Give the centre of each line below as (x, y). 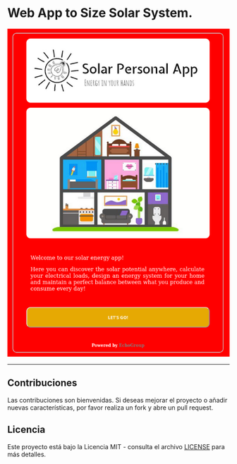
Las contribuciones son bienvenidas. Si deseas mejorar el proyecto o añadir (117, 400)
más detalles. (27, 454)
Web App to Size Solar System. (100, 13)
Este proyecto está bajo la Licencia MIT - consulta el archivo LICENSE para (116, 446)
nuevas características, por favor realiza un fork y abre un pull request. (110, 408)
